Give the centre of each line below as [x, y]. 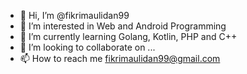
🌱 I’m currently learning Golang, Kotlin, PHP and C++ [128, 36]
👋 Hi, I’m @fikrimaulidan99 [74, 15]
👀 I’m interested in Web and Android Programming [123, 26]
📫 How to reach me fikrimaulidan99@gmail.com [120, 58]
